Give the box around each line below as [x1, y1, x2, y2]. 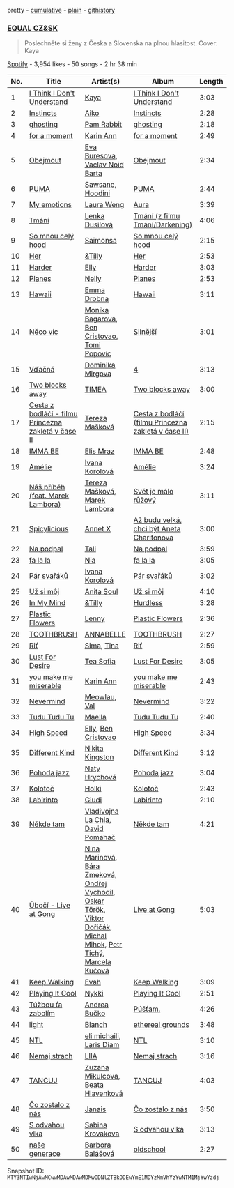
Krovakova [84, 1129, 120, 1138]
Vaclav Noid [84, 160, 124, 169]
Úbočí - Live [29, 901, 71, 911]
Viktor [84, 913, 104, 923]
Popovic [84, 349, 111, 358]
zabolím [29, 1009, 56, 1019]
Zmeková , [84, 870, 117, 880]
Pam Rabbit [84, 120, 123, 130]
